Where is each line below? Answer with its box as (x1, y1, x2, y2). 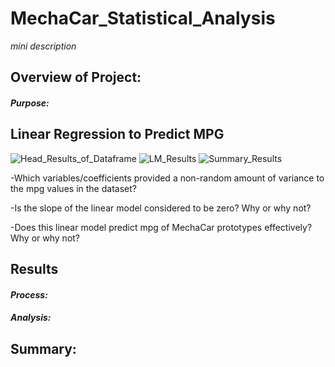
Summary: (10, 340, 77, 357)
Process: (10, 288, 48, 301)
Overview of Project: (10, 69, 142, 86)
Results (10, 261, 59, 278)
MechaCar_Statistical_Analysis (10, 7, 276, 30)
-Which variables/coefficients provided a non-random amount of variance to (10, 172, 325, 184)
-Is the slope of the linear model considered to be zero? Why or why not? (10, 202, 312, 214)
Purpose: (10, 97, 50, 109)
